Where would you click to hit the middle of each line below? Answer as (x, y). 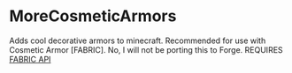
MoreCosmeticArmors (93, 16)
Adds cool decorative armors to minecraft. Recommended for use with (138, 40)
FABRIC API (30, 59)
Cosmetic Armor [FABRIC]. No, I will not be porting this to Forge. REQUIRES (146, 49)
